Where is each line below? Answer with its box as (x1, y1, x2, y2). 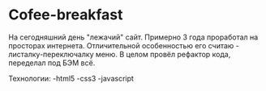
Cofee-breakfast (8, 6, 123, 24)
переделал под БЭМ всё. (8, 58, 96, 68)
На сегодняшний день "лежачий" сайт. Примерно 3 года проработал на (8, 32, 259, 42)
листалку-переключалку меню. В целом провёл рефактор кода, (8, 49, 231, 59)
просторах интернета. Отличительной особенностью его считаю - (8, 40, 239, 50)
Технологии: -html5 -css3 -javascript (8, 73, 134, 83)
